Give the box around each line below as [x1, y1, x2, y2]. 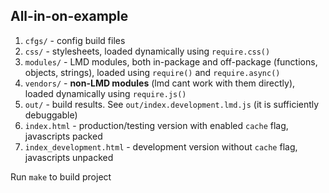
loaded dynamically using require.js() [24, 87, 187, 99]
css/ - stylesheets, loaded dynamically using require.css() [24, 45, 271, 57]
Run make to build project [10, 170, 112, 183]
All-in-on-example [10, 8, 129, 25]
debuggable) [24, 109, 78, 121]
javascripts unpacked [24, 151, 114, 163]
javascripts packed [24, 130, 103, 142]
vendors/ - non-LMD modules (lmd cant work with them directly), [24, 77, 296, 89]
